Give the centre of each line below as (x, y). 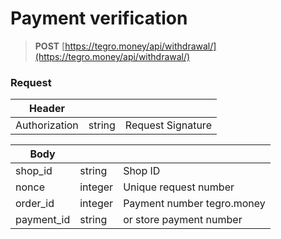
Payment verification (99, 18)
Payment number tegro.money (194, 204)
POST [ (50, 46)
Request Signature (168, 125)
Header (46, 109)
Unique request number (179, 187)
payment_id (43, 220)
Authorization (47, 125)
